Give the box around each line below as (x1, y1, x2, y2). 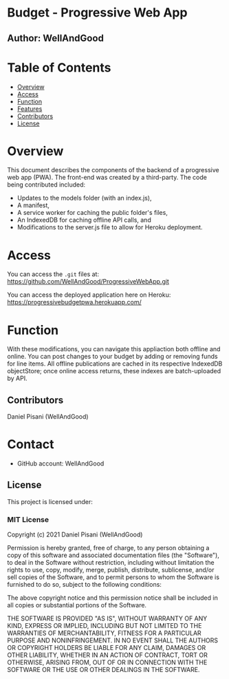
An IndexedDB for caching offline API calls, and (17, 216, 151, 224)
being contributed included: (7, 180, 86, 189)
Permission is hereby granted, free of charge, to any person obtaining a (7, 544, 210, 552)
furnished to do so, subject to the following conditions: (7, 581, 162, 589)
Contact (7, 437, 54, 452)
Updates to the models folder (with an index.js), (17, 194, 152, 202)
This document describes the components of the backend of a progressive (7, 166, 219, 174)
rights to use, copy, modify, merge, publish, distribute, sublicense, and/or (7, 566, 215, 574)
